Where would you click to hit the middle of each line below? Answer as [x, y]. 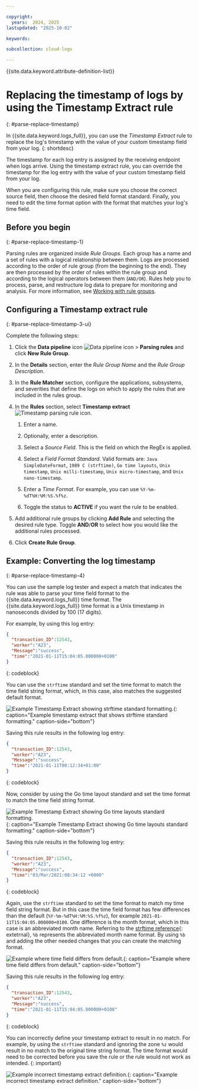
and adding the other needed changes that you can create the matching [94, 941]
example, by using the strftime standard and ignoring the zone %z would [95, 1044]
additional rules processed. [48, 531]
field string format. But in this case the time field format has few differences [98, 909]
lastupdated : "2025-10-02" [39, 28]
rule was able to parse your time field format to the [68, 593]
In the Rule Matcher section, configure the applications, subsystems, [99, 382]
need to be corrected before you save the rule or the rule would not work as [98, 1057]
